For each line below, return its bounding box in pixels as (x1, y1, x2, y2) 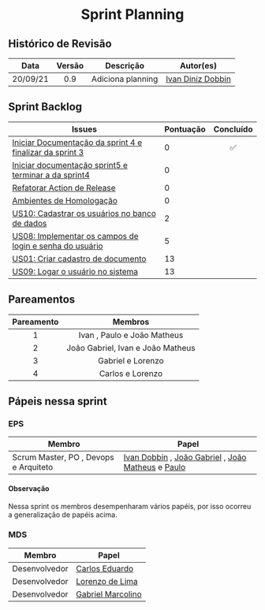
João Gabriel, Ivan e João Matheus (66, 342, 196, 353)
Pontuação (164, 124, 207, 135)
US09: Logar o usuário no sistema (12, 266, 138, 277)
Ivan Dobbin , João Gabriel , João (123, 452, 247, 463)
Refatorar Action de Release (12, 182, 116, 193)
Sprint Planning (80, 6, 185, 24)
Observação (8, 483, 50, 493)
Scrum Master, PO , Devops (12, 452, 114, 463)
